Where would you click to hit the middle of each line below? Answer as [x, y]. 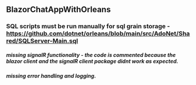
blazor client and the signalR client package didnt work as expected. [92, 61]
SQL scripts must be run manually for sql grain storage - [88, 26]
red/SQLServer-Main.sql [42, 41]
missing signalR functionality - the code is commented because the [91, 55]
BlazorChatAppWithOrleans [58, 10]
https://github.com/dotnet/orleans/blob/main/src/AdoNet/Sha [98, 33]
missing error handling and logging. [51, 76]
